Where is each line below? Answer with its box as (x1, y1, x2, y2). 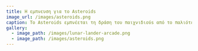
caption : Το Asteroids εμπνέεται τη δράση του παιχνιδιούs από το (6, 19, 173, 25)
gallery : (6, 25, 28, 31)
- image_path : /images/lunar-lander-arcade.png (11, 30, 131, 36)
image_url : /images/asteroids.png (6, 14, 91, 20)
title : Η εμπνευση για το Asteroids (6, 8, 96, 15)
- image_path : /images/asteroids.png (11, 36, 104, 42)
